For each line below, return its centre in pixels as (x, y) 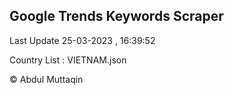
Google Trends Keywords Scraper (116, 16)
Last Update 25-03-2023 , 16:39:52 (82, 40)
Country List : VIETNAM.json (68, 60)
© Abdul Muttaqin (46, 79)
